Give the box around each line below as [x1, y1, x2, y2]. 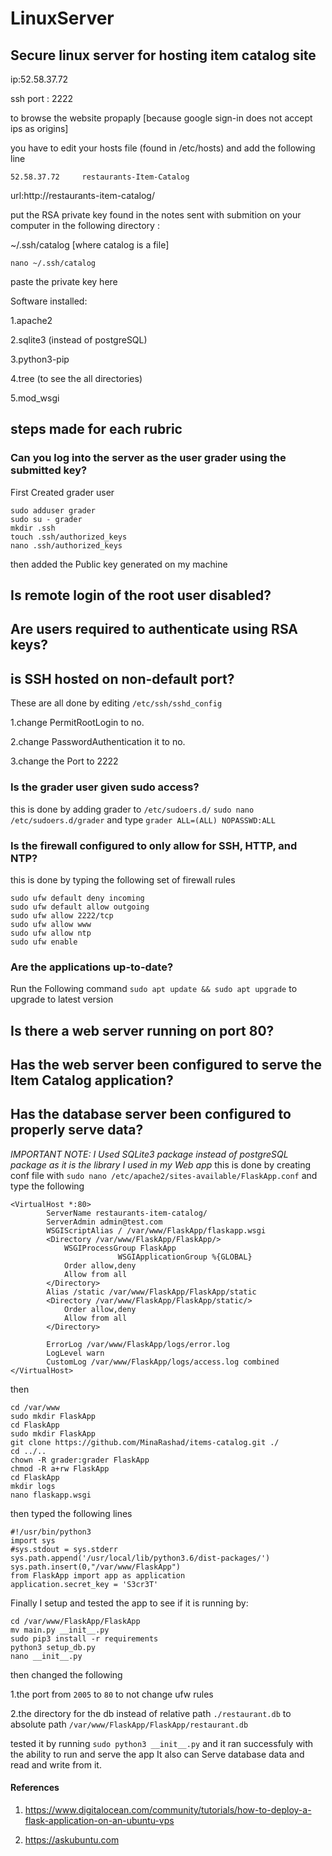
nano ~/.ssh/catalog [10, 258, 97, 268]
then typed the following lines [10, 1507, 133, 1519]
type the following [10, 1180, 85, 1192]
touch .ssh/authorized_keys [10, 532, 128, 542]
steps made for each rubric [10, 421, 183, 438]
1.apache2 [10, 315, 53, 326]
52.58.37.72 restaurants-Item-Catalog [10, 172, 190, 182]
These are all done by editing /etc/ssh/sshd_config [10, 697, 223, 709]
